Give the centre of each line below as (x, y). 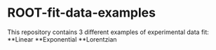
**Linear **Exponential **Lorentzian (62, 39)
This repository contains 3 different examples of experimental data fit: (108, 32)
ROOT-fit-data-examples (82, 13)
